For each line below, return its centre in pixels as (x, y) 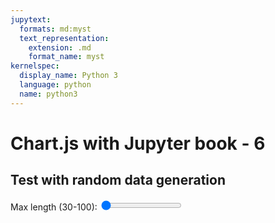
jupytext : (31, 19)
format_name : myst (66, 57)
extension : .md (60, 47)
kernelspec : (35, 66)
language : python (55, 85)
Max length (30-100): (54, 207)
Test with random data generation (118, 180)
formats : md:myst (55, 29)
